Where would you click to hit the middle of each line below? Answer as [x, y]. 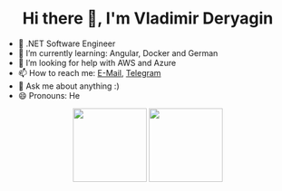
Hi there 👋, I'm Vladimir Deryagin [148, 19]
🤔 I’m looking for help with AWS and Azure [97, 62]
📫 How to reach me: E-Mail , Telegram [89, 72]
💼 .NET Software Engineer [67, 43]
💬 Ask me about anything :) [68, 86]
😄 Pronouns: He [49, 95]
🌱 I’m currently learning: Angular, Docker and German [118, 53]
